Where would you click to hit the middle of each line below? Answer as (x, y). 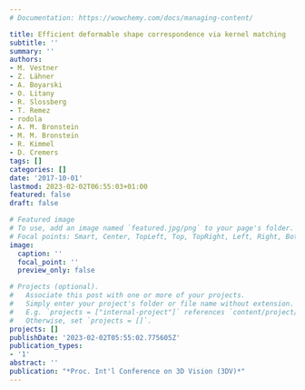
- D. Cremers (34, 153)
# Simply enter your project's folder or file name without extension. (152, 304)
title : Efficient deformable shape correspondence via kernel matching (148, 34)
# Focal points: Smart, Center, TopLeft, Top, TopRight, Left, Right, (146, 236)
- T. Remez (30, 110)
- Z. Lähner (32, 77)
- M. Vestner (34, 68)
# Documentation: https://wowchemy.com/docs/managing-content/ (132, 18)
